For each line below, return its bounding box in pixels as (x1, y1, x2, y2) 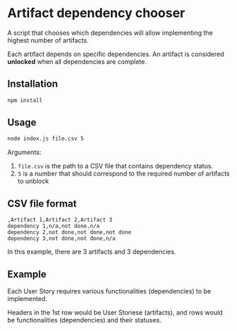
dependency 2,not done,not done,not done (7, 229, 132, 236)
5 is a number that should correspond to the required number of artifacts (17, 169, 231, 178)
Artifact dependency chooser (7, 5, 186, 21)
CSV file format (7, 197, 77, 210)
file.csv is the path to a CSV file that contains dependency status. (17, 162, 214, 170)
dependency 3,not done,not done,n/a (7, 235, 116, 242)
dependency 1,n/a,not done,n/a (7, 222, 100, 230)
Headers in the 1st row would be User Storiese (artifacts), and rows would (7, 308, 224, 317)
